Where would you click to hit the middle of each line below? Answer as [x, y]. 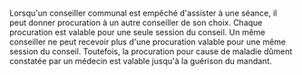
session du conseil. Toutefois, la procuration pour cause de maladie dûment [151, 52]
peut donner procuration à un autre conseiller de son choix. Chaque [136, 23]
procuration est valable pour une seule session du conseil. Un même [137, 32]
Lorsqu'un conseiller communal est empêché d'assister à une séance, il [143, 13]
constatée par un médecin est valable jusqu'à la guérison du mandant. [141, 61]
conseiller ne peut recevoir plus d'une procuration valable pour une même [148, 42]
